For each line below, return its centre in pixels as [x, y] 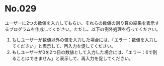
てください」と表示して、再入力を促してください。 [64, 46]
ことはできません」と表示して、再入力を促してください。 [75, 58]
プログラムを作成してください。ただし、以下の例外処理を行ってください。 [85, 29]
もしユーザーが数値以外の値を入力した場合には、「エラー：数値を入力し [85, 40]
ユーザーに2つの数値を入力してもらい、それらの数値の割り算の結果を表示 [80, 23]
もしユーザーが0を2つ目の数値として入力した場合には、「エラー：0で [82, 52]
